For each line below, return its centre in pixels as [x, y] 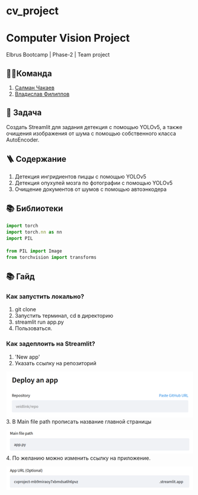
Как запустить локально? [45, 296]
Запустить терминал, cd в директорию [64, 316]
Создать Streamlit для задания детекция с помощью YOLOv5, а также [94, 127]
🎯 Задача [24, 113]
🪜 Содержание [36, 159]
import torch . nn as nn [34, 232]
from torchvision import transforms [51, 257]
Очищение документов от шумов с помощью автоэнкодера [91, 189]
